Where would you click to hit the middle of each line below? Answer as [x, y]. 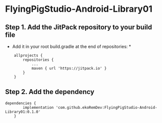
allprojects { [28, 55]
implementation [38, 107]
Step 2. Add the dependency [50, 92]
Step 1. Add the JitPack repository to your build [79, 27]
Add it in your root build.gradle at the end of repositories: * [72, 47]
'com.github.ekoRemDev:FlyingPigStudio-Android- [107, 107]
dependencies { [21, 103]
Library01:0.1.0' [23, 112]
